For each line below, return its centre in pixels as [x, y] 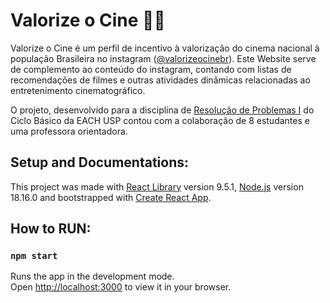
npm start [34, 256]
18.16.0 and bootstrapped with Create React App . [111, 197]
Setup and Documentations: [100, 162]
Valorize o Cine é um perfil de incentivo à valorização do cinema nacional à [165, 48]
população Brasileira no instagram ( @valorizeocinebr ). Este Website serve [163, 58]
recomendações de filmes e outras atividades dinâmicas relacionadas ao [160, 80]
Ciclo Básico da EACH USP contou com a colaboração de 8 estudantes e [160, 120]
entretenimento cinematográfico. [78, 90]
